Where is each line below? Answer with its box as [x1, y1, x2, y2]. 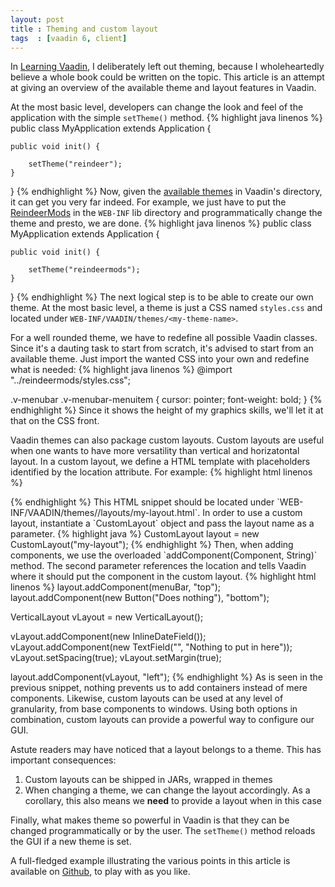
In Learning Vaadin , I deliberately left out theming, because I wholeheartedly [10, 61, 325, 73]
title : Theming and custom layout [10, 24, 159, 34]
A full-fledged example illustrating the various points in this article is [10, 855, 291, 867]
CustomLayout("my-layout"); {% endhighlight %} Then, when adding [10, 539, 294, 551]
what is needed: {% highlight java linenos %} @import [10, 364, 233, 376]
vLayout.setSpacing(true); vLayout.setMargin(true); [10, 652, 222, 664]
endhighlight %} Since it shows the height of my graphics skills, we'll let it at [10, 404, 324, 416]
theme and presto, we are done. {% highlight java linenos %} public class [10, 217, 312, 230]
